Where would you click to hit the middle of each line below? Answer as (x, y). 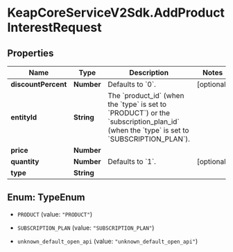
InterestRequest (54, 27)
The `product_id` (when (146, 95)
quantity (25, 161)
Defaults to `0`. (131, 84)
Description (149, 73)
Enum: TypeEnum (46, 198)
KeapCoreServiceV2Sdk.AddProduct (116, 13)
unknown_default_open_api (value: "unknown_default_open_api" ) (107, 241)
